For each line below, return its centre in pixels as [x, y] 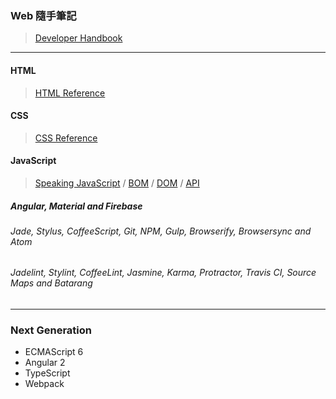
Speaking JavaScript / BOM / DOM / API [117, 183]
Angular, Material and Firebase [76, 206]
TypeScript [47, 373]
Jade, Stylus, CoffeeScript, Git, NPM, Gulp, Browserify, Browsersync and [161, 231]
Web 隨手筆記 [43, 15]
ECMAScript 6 [54, 352]
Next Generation [51, 330]
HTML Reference [70, 93]
